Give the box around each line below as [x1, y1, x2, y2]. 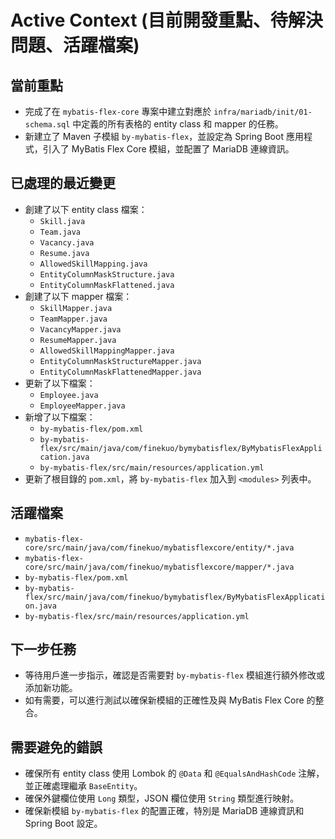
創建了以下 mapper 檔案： [24, 290, 133, 302]
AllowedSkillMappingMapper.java [39, 346, 175, 356]
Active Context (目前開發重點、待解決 [10, 9, 323, 32]
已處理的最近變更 [10, 175, 116, 192]
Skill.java [39, 216, 86, 226]
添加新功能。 [24, 682, 78, 694]
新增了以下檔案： [24, 411, 96, 423]
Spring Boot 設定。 [24, 817, 103, 830]
